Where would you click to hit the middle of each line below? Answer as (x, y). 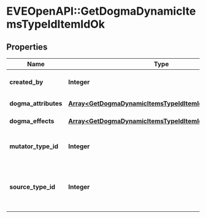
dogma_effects (32, 121)
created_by (26, 82)
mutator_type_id (34, 146)
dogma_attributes (36, 103)
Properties (27, 47)
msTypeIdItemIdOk (56, 24)
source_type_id (32, 187)
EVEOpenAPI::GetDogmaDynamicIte (101, 11)
